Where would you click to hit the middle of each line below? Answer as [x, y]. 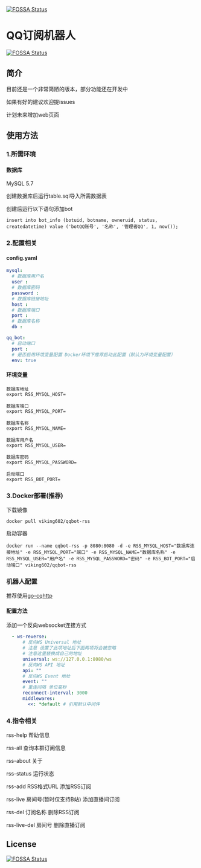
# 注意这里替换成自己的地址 [52, 654]
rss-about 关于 [25, 761]
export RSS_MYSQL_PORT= [36, 411]
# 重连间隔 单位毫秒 [44, 687]
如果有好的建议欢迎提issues [41, 102]
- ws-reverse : [29, 637]
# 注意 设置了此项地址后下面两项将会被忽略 [69, 648]
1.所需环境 [21, 154]
